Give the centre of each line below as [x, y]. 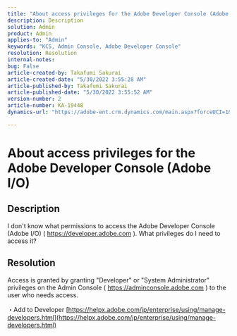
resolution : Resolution [42, 54]
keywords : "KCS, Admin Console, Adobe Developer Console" [94, 46]
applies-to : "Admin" [38, 40]
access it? [22, 241]
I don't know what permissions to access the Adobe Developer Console [111, 225]
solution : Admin [31, 27]
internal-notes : [31, 60]
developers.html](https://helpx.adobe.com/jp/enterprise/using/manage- [112, 317]
